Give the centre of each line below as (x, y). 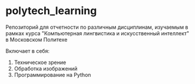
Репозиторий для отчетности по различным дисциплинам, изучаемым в (97, 27)
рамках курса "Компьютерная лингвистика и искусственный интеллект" (97, 33)
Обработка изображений (46, 68)
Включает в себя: (28, 51)
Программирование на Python (52, 75)
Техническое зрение (40, 62)
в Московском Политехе (37, 39)
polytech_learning (51, 11)
